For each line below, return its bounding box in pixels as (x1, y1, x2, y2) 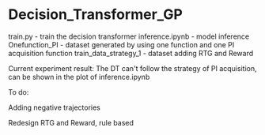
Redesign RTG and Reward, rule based (8, 118, 134, 127)
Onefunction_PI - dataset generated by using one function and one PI (8, 39, 235, 49)
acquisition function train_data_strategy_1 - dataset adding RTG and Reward (8, 48, 254, 58)
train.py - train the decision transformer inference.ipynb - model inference (8, 32, 250, 41)
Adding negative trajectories (8, 103, 100, 112)
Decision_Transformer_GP (8, 6, 184, 24)
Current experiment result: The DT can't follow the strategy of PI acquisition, (8, 63, 257, 73)
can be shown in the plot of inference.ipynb (8, 72, 150, 81)
